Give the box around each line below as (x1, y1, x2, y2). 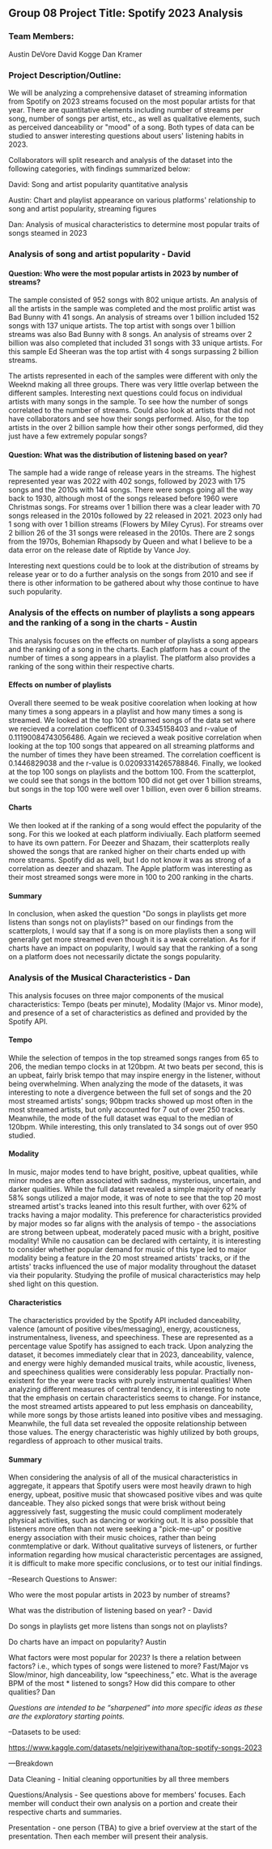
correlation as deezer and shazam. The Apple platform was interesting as (8, 864, 253, 873)
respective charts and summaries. (8, 1807, 122, 1817)
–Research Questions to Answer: (8, 1574, 117, 1584)
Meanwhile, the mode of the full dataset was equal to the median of (8, 1113, 234, 1123)
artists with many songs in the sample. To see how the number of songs (8, 397, 249, 407)
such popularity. (8, 587, 62, 596)
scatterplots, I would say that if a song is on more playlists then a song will (8, 926, 257, 936)
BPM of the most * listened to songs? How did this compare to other (8, 1679, 236, 1689)
